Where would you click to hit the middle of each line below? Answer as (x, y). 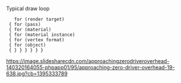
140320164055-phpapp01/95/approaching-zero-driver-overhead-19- (90, 67)
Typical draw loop (28, 9)
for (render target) (39, 19)
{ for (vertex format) (37, 40)
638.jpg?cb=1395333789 (37, 74)
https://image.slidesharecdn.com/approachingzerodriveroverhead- (88, 61)
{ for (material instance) (42, 35)
